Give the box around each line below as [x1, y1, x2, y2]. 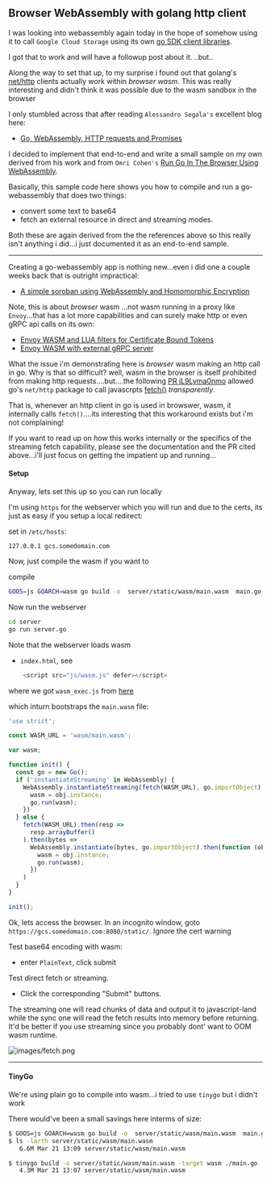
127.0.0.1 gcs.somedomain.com [8, 543, 110, 551]
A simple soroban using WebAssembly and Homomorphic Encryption [19, 286, 250, 295]
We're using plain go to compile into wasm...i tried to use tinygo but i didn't [8, 1089, 258, 1099]
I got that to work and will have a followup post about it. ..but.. [8, 52, 214, 61]
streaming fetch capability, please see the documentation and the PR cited [8, 442, 256, 451]
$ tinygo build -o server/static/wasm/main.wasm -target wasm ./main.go [8, 1159, 258, 1167]
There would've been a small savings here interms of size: [8, 1113, 202, 1123]
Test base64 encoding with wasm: [8, 941, 123, 951]
